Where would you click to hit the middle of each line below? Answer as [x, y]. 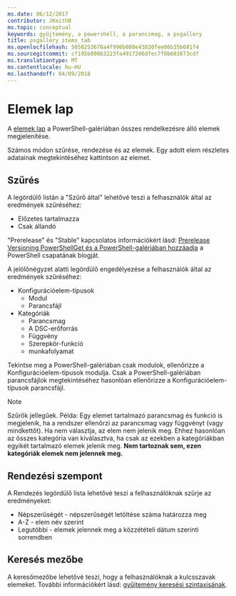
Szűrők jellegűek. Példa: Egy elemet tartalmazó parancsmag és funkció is [115, 415]
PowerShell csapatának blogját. [53, 256]
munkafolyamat [51, 351]
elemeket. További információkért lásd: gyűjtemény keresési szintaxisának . [117, 584]
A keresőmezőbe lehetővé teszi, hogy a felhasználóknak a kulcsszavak [112, 577]
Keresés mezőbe [45, 560]
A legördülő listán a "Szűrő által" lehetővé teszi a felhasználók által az [110, 198]
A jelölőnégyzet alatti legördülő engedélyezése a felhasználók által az [109, 269]
